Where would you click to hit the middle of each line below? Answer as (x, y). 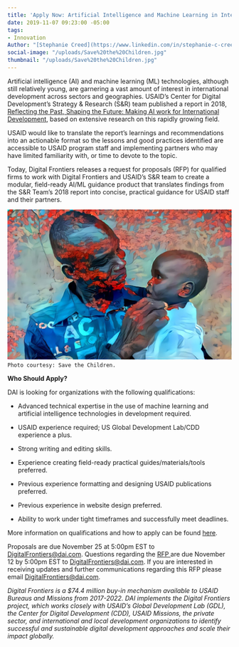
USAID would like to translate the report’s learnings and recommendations (116, 132)
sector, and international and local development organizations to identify (115, 621)
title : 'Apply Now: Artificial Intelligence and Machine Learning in (113, 15)
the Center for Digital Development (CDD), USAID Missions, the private (111, 614)
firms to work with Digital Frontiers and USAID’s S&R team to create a (108, 177)
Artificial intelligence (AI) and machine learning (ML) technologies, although (118, 81)
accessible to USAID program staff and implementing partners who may (113, 148)
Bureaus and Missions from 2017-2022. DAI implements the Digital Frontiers (119, 599)
